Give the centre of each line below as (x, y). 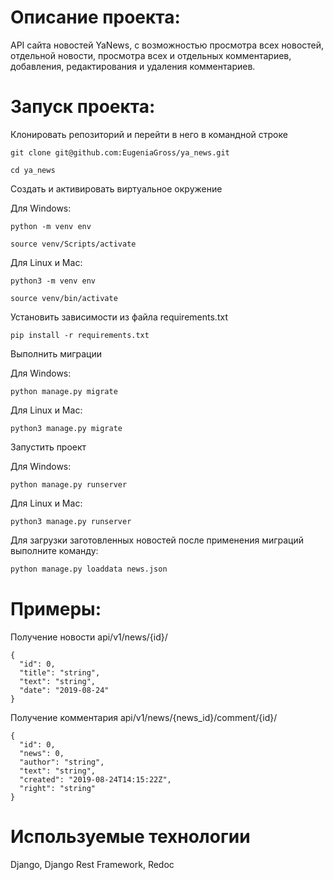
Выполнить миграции (56, 353)
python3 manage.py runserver (71, 521)
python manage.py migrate (64, 391)
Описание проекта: (95, 17)
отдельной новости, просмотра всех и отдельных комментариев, (151, 55)
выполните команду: (54, 550)
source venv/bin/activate (64, 298)
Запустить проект (48, 447)
